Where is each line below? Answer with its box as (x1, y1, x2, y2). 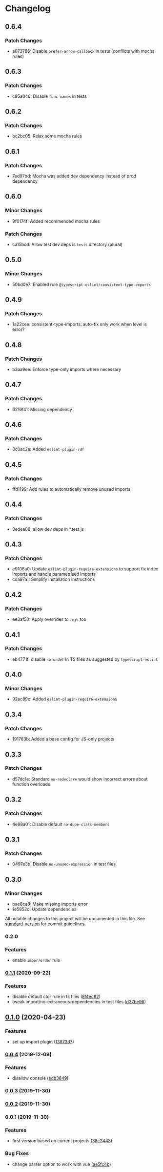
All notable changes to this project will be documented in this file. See (5, 915, 145, 921)
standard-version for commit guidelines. (5, 921, 86, 927)
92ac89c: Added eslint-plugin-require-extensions (12, 696, 117, 702)
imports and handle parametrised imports (12, 571, 96, 577)
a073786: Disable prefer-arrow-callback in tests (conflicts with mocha (12, 48, 155, 54)
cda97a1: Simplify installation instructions (12, 576, 95, 582)
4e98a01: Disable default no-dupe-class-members (12, 821, 110, 827)
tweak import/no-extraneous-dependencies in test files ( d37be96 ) (12, 999, 146, 1005)
